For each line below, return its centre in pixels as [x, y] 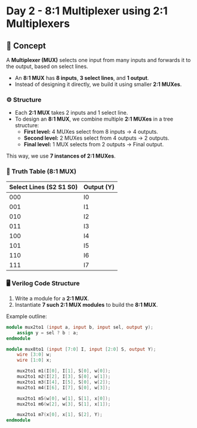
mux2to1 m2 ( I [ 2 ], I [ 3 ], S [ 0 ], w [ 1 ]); [64, 377]
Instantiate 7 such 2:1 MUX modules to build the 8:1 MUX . [86, 304]
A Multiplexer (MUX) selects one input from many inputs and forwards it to [98, 60]
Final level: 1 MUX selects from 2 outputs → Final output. [94, 144]
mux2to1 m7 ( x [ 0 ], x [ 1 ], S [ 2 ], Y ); [60, 415]
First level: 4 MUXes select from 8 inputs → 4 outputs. [91, 132]
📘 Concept [26, 46]
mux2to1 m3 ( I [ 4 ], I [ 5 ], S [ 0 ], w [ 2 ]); [64, 382]
